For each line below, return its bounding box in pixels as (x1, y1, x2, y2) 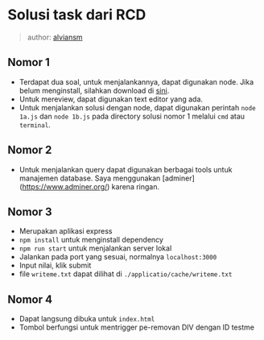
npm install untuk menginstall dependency (19, 235, 164, 245)
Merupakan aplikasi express (19, 226, 113, 236)
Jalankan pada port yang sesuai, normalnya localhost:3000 (19, 252, 217, 262)
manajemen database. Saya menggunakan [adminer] (19, 173, 195, 183)
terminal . (19, 119, 52, 130)
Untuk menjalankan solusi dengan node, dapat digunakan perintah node (19, 102, 256, 112)
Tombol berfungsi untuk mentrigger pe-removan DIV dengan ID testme (19, 322, 255, 332)
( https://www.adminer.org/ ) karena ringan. (19, 181, 160, 191)
